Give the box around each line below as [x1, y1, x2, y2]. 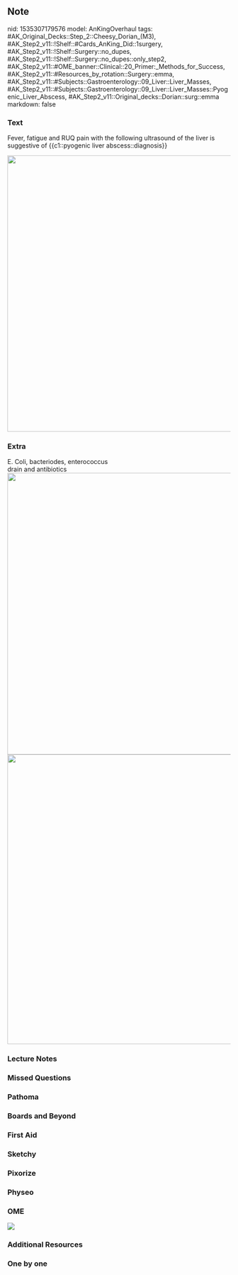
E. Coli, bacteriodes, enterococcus [7, 458, 108, 466]
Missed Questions [7, 1073, 72, 1083]
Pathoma [7, 1092, 39, 1102]
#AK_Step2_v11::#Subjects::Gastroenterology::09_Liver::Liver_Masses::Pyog [7, 84, 228, 93]
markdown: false [7, 99, 57, 109]
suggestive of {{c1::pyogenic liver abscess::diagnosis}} [7, 141, 168, 150]
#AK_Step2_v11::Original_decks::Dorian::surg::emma [68, 92, 220, 101]
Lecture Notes [7, 1054, 57, 1064]
